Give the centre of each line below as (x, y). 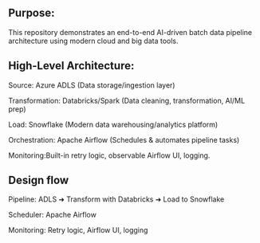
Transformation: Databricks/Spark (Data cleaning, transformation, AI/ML (127, 100)
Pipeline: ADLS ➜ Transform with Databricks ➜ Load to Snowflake (116, 199)
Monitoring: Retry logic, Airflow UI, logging (78, 230)
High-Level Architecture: (71, 66)
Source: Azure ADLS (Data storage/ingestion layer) (92, 85)
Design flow (39, 180)
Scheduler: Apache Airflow (53, 215)
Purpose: (32, 13)
